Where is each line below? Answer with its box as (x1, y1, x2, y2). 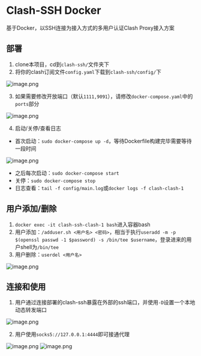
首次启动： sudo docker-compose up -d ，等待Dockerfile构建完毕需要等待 (14, 137, 192, 144)
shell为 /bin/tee (20, 243, 59, 250)
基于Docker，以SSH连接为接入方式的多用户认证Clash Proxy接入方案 (6, 24, 175, 31)
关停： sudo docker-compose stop (14, 177, 96, 184)
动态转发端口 (14, 306, 47, 313)
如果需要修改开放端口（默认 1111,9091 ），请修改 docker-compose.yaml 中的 (14, 93, 193, 100)
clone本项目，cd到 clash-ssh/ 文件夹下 (14, 61, 110, 68)
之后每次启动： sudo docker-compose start (14, 169, 119, 176)
